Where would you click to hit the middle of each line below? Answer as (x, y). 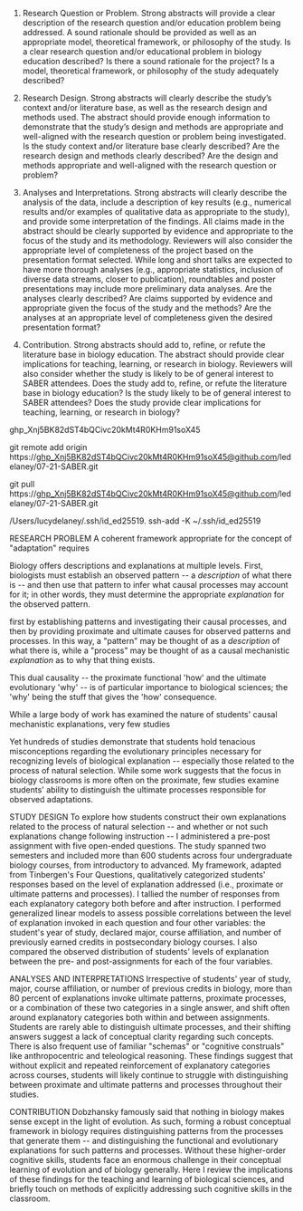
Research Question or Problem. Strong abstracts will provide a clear (149, 13)
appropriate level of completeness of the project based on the (138, 250)
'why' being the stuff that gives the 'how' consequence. (113, 697)
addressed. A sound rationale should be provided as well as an (139, 32)
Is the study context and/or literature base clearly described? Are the (151, 146)
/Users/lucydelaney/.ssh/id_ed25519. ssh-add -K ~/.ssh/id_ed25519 (135, 521)
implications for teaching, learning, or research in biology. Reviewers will (157, 364)
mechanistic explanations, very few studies (90, 724)
